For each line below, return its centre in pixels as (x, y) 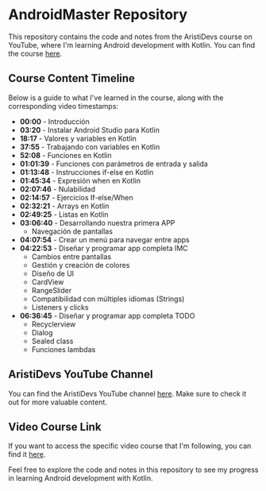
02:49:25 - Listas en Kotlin (64, 214)
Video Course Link (55, 427)
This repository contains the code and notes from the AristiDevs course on (130, 37)
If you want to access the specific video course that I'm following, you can (130, 446)
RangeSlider (52, 290)
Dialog (42, 332)
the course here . (35, 53)
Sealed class (52, 341)
